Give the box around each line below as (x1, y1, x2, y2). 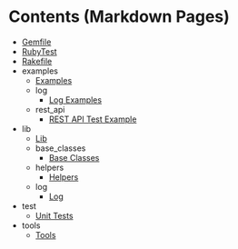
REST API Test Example (48, 114, 137, 124)
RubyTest (21, 45, 57, 56)
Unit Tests (35, 210, 74, 221)
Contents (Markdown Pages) (8, 6, 231, 27)
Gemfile (21, 36, 52, 47)
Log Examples (48, 94, 102, 105)
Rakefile (21, 55, 53, 66)
